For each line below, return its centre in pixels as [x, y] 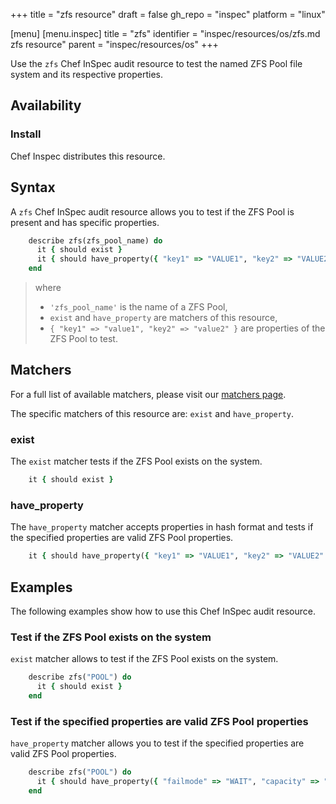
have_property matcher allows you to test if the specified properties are [157, 743]
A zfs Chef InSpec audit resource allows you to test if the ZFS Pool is [152, 211]
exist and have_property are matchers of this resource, [163, 317]
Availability [46, 105]
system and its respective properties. [87, 74]
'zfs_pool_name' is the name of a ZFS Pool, [138, 307]
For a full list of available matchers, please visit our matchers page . [148, 394]
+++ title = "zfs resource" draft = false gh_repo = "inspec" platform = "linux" [168, 14]
